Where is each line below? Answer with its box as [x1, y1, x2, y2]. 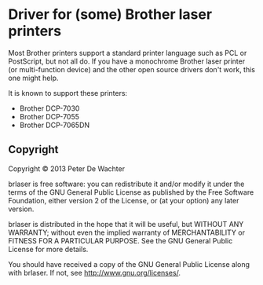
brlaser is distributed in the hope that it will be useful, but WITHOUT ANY [8, 219, 244, 228]
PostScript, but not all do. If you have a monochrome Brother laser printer [8, 57, 246, 66]
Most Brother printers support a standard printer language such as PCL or [8, 48, 247, 57]
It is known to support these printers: [8, 88, 128, 97]
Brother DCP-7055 [19, 111, 80, 121]
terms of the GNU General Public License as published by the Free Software [8, 187, 254, 197]
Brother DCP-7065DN [19, 120, 90, 130]
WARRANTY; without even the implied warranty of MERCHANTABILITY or [8, 228, 246, 237]
